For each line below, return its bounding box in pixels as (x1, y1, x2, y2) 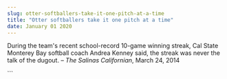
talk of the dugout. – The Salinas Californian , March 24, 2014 (7, 56, 180, 65)
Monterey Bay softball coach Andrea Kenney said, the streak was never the (7, 49, 220, 57)
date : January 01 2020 (7, 23, 72, 30)
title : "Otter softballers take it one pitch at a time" (7, 16, 174, 23)
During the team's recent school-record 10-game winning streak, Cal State (7, 42, 219, 50)
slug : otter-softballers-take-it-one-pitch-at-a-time (7, 10, 165, 17)
